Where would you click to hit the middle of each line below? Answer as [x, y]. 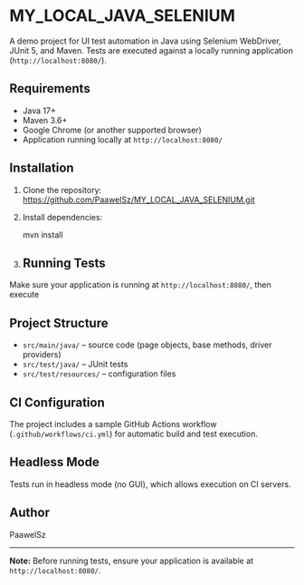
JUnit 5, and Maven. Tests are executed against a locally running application [152, 50]
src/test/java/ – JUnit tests [75, 365]
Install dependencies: [62, 217]
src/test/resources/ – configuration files [99, 374]
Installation [42, 168]
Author [29, 513]
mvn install [43, 234]
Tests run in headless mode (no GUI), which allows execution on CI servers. [150, 484]
